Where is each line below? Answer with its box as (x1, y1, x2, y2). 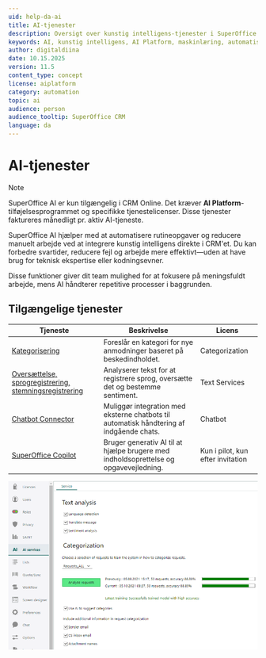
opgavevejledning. (103, 463, 164, 472)
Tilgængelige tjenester (8, 302, 123, 316)
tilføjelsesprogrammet (8, 206, 80, 216)
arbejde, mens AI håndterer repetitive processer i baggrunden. (8, 279, 212, 289)
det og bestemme (103, 381, 161, 392)
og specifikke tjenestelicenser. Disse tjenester (81, 206, 231, 216)
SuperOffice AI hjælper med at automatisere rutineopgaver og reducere (8, 230, 241, 239)
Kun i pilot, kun (199, 446, 249, 456)
